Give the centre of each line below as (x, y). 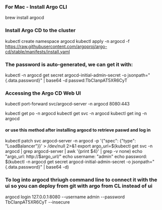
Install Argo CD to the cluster (40, 31)
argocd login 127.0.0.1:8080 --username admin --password (65, 197)
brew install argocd (25, 18)
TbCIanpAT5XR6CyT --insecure (38, 202)
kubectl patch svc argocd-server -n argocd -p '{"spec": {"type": (71, 141)
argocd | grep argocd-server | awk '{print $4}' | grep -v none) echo (74, 151)
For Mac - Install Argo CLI (36, 7)
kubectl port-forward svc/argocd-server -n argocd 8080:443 (67, 104)
